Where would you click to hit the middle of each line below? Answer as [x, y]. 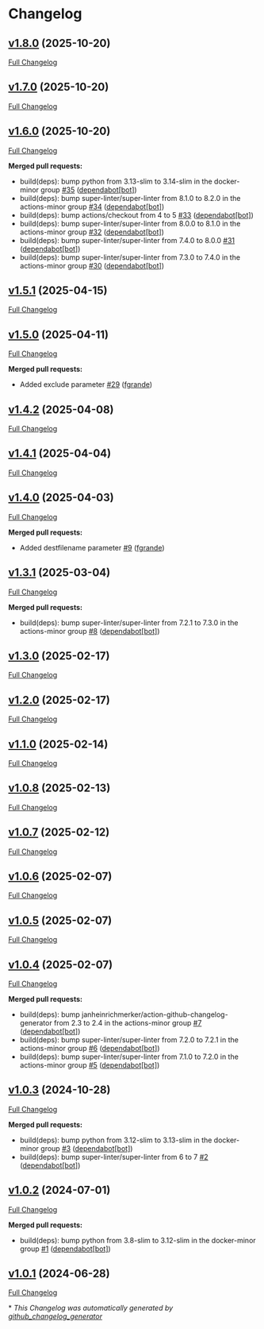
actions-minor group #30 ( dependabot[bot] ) [92, 265]
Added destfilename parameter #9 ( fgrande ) [92, 547]
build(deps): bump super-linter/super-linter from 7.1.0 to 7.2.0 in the [129, 1057]
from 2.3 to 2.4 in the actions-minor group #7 [128, 1023]
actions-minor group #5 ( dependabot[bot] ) [90, 1065]
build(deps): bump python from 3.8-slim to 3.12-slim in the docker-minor [138, 1240]
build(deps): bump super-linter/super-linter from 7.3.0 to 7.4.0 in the [130, 257]
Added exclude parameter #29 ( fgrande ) [86, 384]
